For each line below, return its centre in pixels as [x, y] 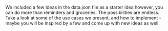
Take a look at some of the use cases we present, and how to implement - [83, 18]
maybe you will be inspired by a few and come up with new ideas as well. [82, 23]
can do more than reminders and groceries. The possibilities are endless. [82, 12]
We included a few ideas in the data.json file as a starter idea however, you [84, 7]
